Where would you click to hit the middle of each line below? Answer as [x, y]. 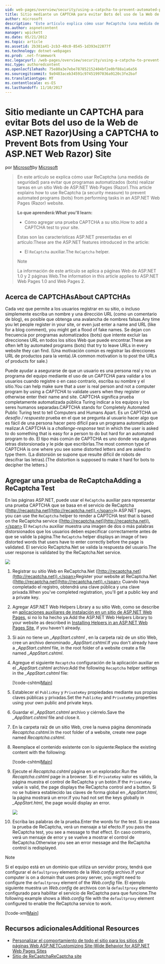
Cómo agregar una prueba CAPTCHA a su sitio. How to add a [86, 222]
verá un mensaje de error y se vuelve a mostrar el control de [73, 837]
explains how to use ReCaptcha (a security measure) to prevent [81, 193]
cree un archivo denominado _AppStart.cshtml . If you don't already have [85, 643]
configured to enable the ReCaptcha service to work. [59, 904]
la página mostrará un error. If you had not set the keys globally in [78, 798]
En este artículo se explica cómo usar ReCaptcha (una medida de [83, 177]
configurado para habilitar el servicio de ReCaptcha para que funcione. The [81, 893]
